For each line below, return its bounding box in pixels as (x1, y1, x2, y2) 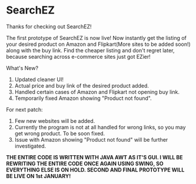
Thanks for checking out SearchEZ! (6, 23, 92, 30)
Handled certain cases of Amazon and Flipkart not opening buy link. (14, 88, 180, 95)
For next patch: (6, 106, 43, 113)
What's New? (6, 64, 39, 71)
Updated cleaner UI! (14, 76, 64, 83)
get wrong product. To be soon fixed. (14, 130, 105, 137)
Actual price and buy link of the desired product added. (14, 82, 149, 89)
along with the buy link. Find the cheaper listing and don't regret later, (6, 46, 175, 53)
